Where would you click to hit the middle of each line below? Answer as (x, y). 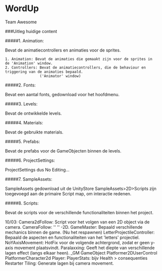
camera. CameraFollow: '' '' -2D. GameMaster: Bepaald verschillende (74, 227)
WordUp (22, 8)
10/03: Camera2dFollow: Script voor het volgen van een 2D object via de (77, 222)
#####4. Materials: (24, 122)
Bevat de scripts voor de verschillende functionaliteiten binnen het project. (79, 212)
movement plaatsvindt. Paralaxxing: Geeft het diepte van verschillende (84, 248)
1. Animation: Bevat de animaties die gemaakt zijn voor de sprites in (79, 59)
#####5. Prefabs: (22, 141)
